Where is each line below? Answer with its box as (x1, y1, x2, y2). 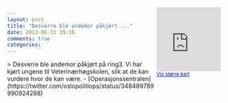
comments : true (7, 35, 51, 42)
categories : (7, 42, 41, 48)
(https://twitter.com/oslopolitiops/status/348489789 (7, 82, 154, 90)
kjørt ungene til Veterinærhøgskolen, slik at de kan (7, 68, 149, 76)
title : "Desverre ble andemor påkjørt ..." (7, 23, 134, 29)
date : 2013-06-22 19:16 (7, 29, 75, 35)
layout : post (7, 16, 45, 23)
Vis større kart (156, 71, 190, 78)
